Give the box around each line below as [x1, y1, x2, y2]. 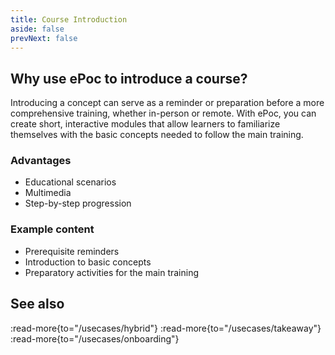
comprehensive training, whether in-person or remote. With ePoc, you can [10, 107, 317, 120]
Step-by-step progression [24, 197, 132, 210]
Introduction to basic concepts [24, 256, 152, 268]
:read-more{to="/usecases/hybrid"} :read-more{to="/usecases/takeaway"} [10, 322, 322, 334]
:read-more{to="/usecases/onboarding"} [10, 332, 180, 345]
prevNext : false [10, 33, 78, 43]
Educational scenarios [24, 176, 117, 188]
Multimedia [24, 187, 72, 199]
